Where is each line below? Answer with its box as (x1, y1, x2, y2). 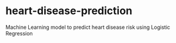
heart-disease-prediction (5, 4, 133, 18)
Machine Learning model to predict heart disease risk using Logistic (5, 24, 171, 31)
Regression (5, 29, 33, 37)
